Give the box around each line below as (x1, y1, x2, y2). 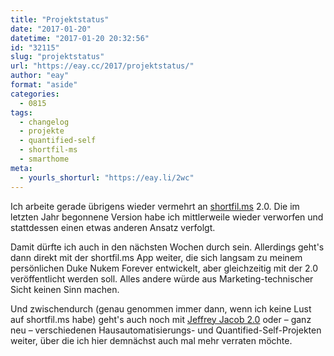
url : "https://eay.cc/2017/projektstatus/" (10, 61, 195, 71)
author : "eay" (10, 71, 70, 81)
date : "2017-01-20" (10, 24, 92, 34)
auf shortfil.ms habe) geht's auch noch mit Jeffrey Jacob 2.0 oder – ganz (10, 313, 312, 325)
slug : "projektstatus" (10, 52, 105, 62)
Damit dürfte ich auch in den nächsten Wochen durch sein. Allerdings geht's (10, 241, 325, 253)
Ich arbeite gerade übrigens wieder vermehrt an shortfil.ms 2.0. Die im (10, 200, 300, 212)
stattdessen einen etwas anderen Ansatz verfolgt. (10, 221, 216, 233)
